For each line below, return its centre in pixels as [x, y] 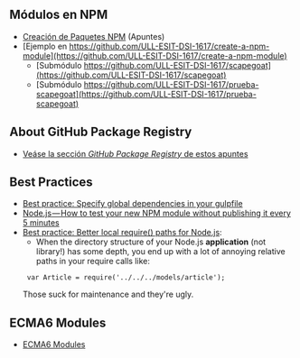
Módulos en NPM [59, 15]
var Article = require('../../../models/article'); [126, 278]
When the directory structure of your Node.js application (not [151, 242]
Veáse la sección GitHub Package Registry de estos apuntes [135, 153]
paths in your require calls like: [93, 262]
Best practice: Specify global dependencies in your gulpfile [132, 204]
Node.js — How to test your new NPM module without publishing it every [157, 213]
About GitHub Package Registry [101, 132]
